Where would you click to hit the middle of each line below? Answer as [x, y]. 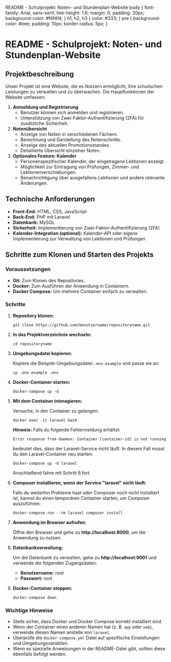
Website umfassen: [26, 97]
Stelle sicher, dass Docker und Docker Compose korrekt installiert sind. [88, 622]
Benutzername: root [42, 573]
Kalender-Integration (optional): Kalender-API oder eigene [75, 233]
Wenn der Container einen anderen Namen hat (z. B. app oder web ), [83, 627]
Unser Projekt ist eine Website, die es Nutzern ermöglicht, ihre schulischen [84, 86]
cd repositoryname [32, 344]
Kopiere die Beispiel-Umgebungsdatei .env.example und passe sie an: [86, 363]
